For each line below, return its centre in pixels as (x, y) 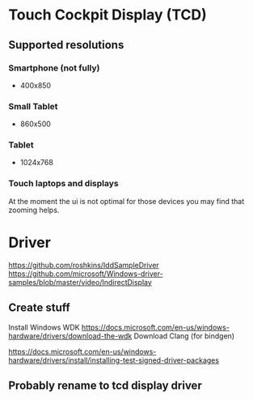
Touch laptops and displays (63, 184)
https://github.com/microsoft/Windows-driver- (86, 274)
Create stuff (39, 308)
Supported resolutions (66, 45)
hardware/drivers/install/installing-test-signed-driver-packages (114, 360)
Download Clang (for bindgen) (184, 336)
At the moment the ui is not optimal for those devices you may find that (126, 201)
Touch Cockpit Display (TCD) (108, 15)
